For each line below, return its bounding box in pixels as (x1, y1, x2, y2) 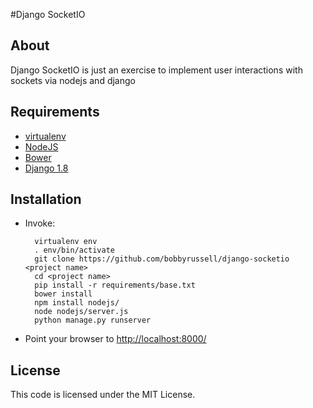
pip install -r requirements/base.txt (34, 280, 196, 291)
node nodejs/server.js (34, 307, 129, 317)
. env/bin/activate (34, 245, 115, 256)
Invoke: (24, 217, 56, 229)
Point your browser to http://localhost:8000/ (24, 333, 207, 345)
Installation (10, 191, 82, 208)
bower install (34, 289, 93, 299)
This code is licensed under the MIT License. (10, 389, 196, 401)
